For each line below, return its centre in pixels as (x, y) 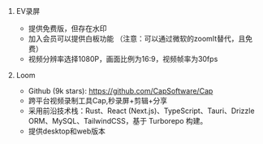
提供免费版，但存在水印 (67, 28)
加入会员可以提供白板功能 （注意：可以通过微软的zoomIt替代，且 (137, 39)
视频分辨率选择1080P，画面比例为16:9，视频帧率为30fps (123, 59)
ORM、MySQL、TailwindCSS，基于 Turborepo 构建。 (118, 121)
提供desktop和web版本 (67, 131)
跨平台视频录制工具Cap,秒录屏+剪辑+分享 (98, 100)
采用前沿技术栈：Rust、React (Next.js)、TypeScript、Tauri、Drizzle (141, 111)
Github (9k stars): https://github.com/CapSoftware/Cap (121, 91)
